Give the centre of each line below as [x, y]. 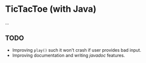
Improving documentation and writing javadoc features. [69, 55]
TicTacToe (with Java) [51, 9]
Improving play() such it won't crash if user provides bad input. [77, 50]
